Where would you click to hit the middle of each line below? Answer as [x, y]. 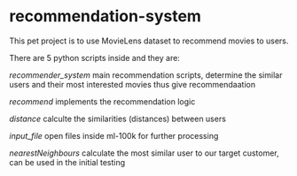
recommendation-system [106, 16]
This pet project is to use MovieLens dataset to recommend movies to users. [149, 41]
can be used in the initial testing [67, 162]
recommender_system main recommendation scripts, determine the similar [146, 75]
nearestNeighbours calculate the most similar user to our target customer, [144, 153]
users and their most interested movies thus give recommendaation [132, 84]
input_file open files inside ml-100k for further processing [114, 135]
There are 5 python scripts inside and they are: [94, 57]
